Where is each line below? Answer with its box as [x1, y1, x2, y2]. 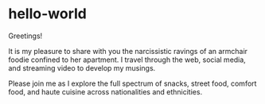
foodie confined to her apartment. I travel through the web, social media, [8, 55, 247, 64]
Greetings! [8, 31, 43, 40]
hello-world [8, 5, 88, 23]
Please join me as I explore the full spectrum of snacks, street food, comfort [8, 79, 257, 88]
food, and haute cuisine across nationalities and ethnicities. [8, 87, 203, 96]
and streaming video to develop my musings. [8, 63, 156, 72]
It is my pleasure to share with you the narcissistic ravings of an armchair [8, 46, 248, 56]
